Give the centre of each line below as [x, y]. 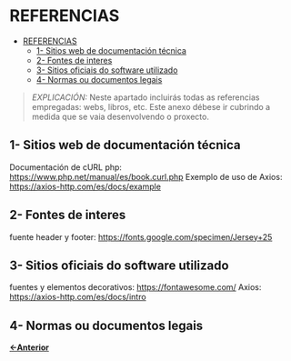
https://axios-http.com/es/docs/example [85, 186]
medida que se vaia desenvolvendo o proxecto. [120, 116]
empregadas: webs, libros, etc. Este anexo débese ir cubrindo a [151, 106]
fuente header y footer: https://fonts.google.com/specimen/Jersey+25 [141, 236]
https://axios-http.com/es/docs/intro [78, 297]
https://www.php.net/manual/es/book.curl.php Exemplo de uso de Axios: [146, 176]
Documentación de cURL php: [66, 167]
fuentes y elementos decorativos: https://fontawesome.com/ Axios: [135, 287]
